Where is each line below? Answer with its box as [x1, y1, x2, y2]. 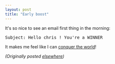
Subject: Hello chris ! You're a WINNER [5, 35, 103, 40]
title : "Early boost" [5, 12, 49, 17]
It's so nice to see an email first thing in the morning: [5, 25, 111, 31]
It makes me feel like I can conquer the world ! [5, 43, 96, 49]
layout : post [5, 7, 32, 12]
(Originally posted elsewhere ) [5, 53, 65, 59]
